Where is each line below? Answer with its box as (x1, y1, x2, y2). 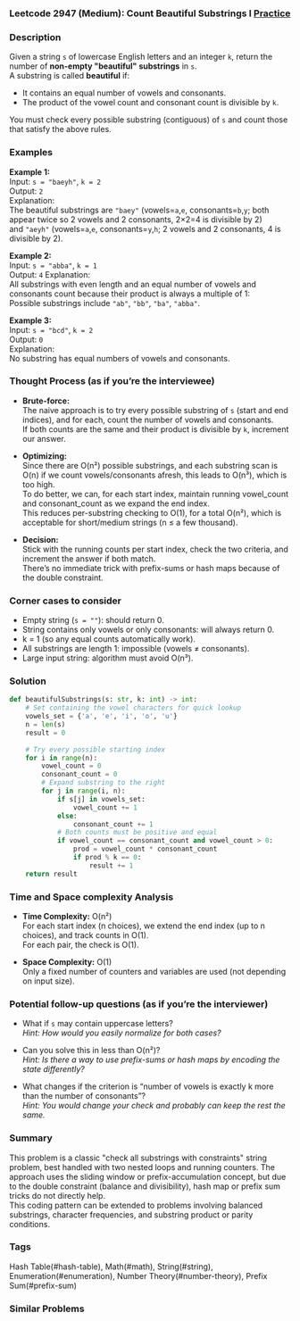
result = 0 (25, 728, 66, 737)
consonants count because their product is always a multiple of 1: (9, 288, 251, 299)
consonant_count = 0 (41, 770, 118, 779)
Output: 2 (9, 186, 44, 196)
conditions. (9, 1218, 51, 1229)
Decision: (21, 534, 59, 544)
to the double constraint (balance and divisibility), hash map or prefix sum (9, 1181, 281, 1192)
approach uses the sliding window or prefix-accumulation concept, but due (9, 1171, 287, 1182)
